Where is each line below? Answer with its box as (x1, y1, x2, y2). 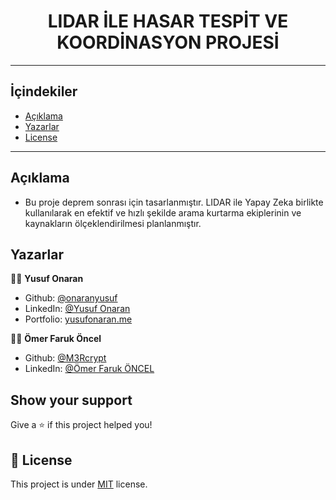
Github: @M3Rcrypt (24, 352, 107, 364)
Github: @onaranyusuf (24, 292, 118, 304)
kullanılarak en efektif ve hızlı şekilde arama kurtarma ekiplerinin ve (24, 206, 302, 219)
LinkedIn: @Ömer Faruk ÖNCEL (24, 363, 155, 375)
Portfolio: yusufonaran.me (24, 313, 133, 325)
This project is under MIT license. (10, 478, 148, 490)
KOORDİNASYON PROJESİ (56, 31, 280, 54)
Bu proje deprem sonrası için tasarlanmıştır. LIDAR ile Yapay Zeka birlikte (24, 196, 324, 208)
